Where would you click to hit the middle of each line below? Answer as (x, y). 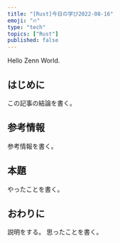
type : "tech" (27, 27)
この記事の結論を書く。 (42, 103)
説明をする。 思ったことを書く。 (55, 232)
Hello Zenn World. (34, 60)
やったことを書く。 (36, 189)
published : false (33, 40)
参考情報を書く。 (32, 146)
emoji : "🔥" (24, 21)
